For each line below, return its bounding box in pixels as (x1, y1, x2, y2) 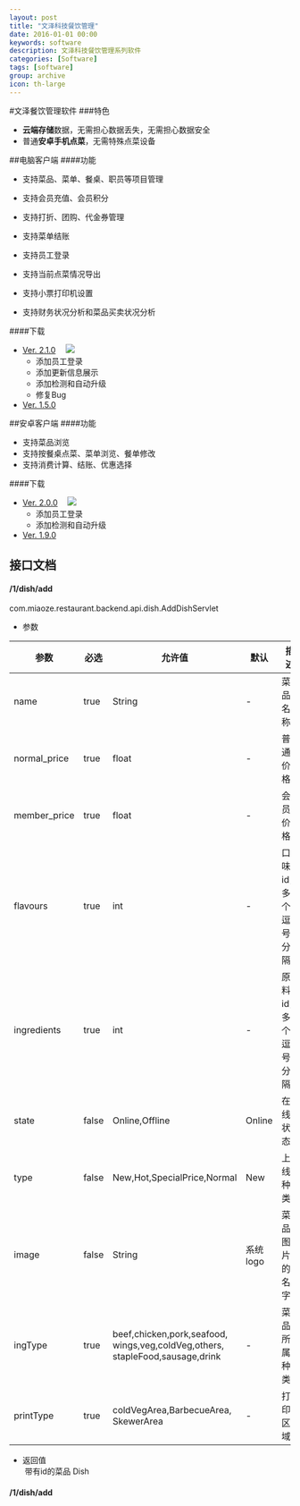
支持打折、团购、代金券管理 (21, 211, 125, 222)
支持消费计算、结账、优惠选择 (21, 459, 132, 470)
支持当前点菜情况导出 (21, 268, 101, 279)
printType (13, 1409, 54, 1422)
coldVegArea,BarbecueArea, (112, 1404, 232, 1417)
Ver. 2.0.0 (21, 497, 58, 508)
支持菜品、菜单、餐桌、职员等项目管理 (21, 173, 163, 184)
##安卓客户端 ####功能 (9, 418, 96, 428)
